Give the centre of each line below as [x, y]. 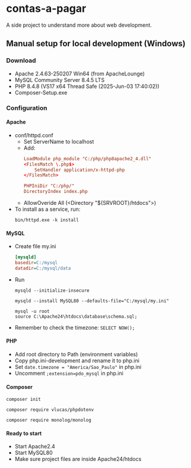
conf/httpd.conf [34, 135]
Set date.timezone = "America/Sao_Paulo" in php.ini [78, 367]
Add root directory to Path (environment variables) [76, 355]
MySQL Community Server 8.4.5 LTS [60, 80]
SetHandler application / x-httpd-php [80, 170]
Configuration [27, 107]
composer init [24, 400]
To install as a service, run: [47, 209]
